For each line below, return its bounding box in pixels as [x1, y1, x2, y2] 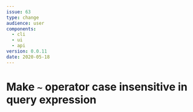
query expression [6, 93, 97, 107]
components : [6, 25, 36, 32]
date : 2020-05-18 [6, 54, 50, 60]
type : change [6, 15, 39, 21]
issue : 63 [6, 8, 31, 15]
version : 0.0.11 [6, 48, 47, 54]
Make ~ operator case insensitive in [6, 80, 188, 94]
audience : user [6, 20, 45, 26]
